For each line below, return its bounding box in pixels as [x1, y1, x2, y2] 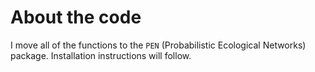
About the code [10, 6, 142, 29]
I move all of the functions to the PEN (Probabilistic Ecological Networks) [10, 39, 307, 51]
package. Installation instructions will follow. [10, 49, 192, 61]
